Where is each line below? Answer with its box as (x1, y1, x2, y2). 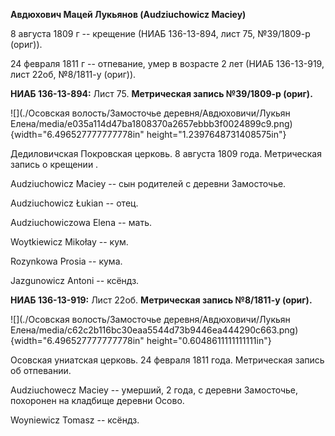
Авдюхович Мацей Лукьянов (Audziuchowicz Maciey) (10, 9, 247, 20)
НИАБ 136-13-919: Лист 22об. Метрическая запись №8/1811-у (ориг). (10, 294, 313, 306)
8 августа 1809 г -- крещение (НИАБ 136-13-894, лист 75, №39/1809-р (10, 28, 311, 39)
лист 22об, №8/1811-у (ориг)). (10, 69, 137, 80)
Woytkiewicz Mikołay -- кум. (10, 236, 129, 248)
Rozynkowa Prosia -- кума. (10, 255, 123, 267)
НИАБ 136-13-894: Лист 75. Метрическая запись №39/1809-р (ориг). (10, 88, 313, 99)
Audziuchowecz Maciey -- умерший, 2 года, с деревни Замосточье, (10, 384, 299, 396)
